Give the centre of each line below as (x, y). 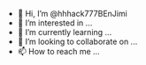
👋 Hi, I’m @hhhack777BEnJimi (73, 14)
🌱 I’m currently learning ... (65, 32)
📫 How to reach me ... (58, 51)
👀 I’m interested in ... (55, 23)
